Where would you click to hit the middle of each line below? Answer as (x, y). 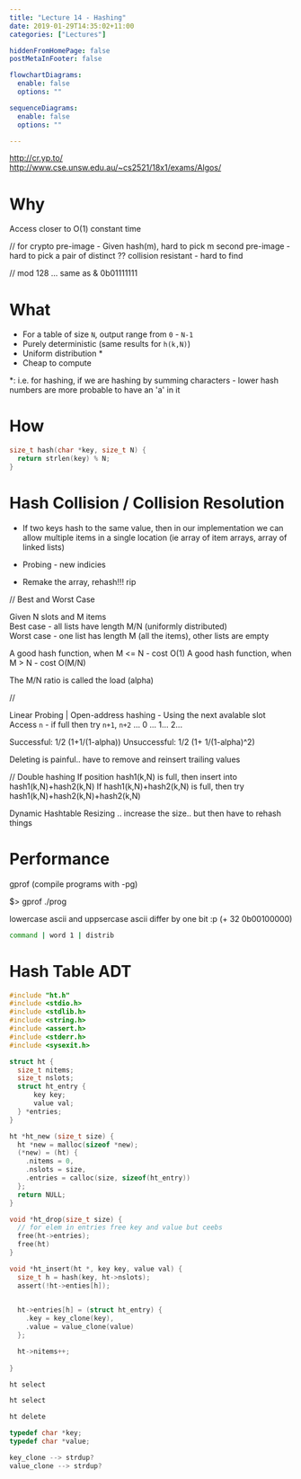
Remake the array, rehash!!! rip (79, 581)
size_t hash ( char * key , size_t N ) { (78, 450)
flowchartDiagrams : (46, 75)
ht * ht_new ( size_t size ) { (62, 1136)
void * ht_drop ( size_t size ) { (66, 1219)
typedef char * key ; (46, 1433)
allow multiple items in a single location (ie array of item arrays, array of (155, 537)
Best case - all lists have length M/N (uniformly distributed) (118, 626)
